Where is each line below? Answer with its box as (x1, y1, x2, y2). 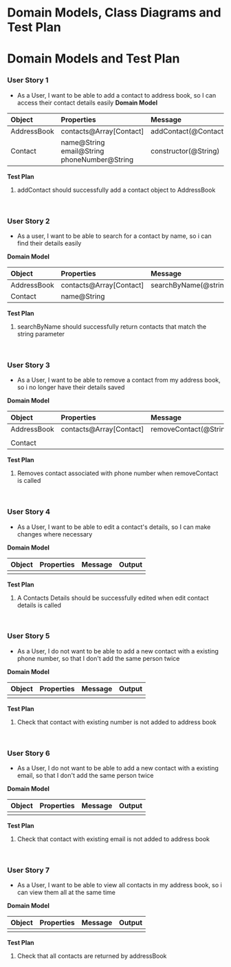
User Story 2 (7, 216, 50, 226)
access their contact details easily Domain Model (16, 98, 158, 107)
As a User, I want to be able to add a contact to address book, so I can (16, 91, 217, 99)
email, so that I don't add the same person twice (16, 772, 154, 780)
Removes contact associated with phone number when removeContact (16, 469, 219, 477)
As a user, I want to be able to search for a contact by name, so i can (16, 232, 212, 240)
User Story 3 (7, 360, 50, 369)
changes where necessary (16, 530, 93, 538)
